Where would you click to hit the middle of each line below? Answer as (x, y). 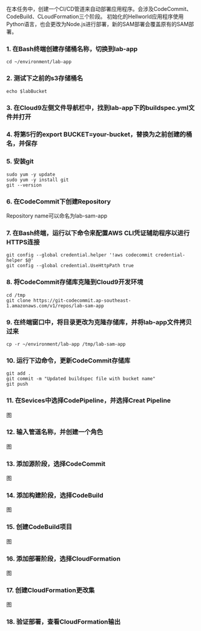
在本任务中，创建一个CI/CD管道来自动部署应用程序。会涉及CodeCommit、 (99, 9)
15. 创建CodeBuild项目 (39, 527)
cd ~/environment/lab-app (39, 62)
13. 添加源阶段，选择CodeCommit (56, 463)
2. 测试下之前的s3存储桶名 (45, 78)
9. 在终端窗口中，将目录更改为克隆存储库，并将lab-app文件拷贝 (99, 322)
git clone (19, 300)
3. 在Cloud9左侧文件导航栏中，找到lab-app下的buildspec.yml (97, 107)
